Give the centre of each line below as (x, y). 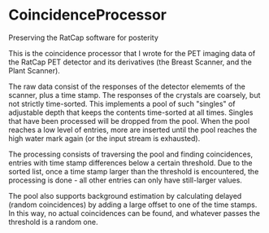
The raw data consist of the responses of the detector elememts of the (127, 86)
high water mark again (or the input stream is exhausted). (104, 138)
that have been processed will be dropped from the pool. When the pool (129, 121)
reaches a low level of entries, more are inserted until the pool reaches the (133, 130)
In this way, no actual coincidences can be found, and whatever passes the (134, 213)
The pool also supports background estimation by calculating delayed (125, 196)
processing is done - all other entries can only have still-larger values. (125, 180)
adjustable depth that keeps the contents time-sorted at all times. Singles (131, 112)
